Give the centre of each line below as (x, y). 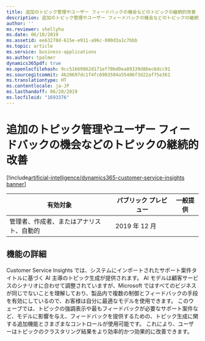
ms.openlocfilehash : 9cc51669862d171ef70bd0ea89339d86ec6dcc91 (88, 69)
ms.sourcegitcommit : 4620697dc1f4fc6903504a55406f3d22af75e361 (88, 75)
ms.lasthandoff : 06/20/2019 (42, 92)
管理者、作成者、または (43, 221)
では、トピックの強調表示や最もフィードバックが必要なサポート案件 (108, 308)
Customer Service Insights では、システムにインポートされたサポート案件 (99, 270)
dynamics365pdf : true (34, 63)
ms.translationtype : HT (37, 80)
